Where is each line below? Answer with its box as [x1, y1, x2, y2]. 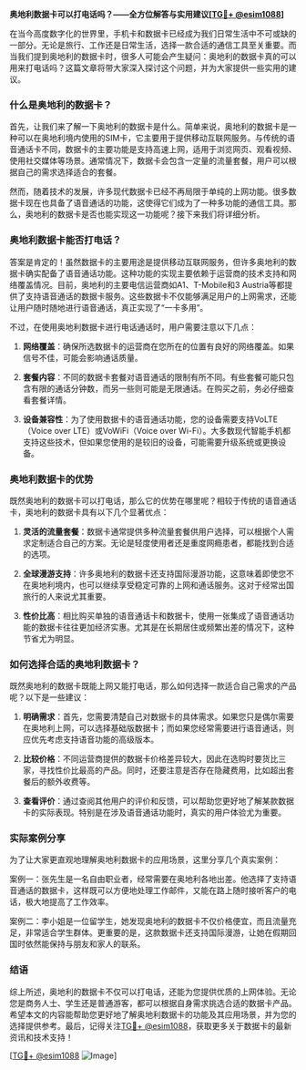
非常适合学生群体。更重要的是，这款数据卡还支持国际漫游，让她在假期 [25, 927, 289, 938]
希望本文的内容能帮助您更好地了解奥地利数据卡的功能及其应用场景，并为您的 [9, 1009, 297, 1020]
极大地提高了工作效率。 [25, 897, 114, 908]
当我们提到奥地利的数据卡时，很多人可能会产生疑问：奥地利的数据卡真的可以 [9, 51, 297, 62]
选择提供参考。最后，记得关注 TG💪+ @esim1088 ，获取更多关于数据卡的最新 [9, 1020, 292, 1031]
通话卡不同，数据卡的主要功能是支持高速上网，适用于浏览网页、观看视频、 [16, 144, 297, 155]
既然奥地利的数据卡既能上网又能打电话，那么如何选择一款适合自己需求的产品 [9, 681, 297, 692]
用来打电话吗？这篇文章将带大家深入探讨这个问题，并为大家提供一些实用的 [9, 63, 289, 73]
